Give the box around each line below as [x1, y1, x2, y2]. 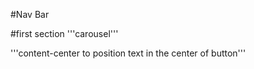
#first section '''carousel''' [10, 28, 119, 39]
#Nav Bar [10, 9, 50, 20]
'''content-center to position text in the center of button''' [10, 47, 247, 59]
